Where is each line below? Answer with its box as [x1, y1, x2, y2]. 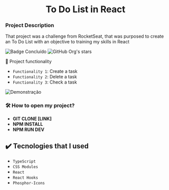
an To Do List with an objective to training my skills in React [5, 39, 130, 45]
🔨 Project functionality [5, 59, 52, 65]
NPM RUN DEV [12, 126, 45, 132]
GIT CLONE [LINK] [12, 116, 52, 122]
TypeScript [12, 159, 36, 164]
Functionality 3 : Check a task [12, 79, 77, 85]
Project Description [5, 22, 54, 29]
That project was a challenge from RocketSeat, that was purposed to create [5, 33, 164, 39]
